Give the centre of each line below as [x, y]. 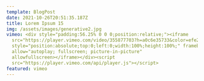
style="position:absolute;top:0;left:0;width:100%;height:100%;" [96, 46]
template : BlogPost [31, 12]
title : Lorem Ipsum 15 [35, 23]
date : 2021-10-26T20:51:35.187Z [47, 18]
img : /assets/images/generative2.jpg [54, 29]
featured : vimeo [27, 69]
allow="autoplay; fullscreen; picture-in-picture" [77, 52]
